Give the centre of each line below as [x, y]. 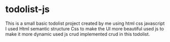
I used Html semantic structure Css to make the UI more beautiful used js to [85, 28]
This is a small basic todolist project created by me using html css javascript [85, 23]
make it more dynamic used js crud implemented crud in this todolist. [78, 34]
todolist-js [27, 9]
